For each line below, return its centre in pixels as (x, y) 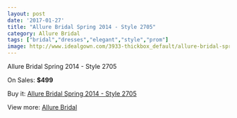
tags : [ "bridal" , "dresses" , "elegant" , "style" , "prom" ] (88, 40)
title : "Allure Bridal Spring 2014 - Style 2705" (82, 27)
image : (17, 46)
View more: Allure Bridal (42, 107)
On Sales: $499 (30, 80)
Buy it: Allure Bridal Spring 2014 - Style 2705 (72, 93)
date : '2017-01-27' (36, 20)
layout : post (26, 14)
